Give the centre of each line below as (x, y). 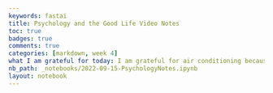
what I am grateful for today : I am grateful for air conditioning (125, 61)
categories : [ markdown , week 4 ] (63, 53)
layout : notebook (38, 76)
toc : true (25, 31)
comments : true (34, 46)
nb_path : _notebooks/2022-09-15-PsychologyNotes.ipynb (103, 69)
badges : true (30, 38)
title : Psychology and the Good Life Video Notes (94, 23)
